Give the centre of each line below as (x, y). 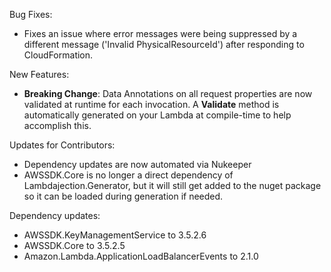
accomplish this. (57, 125)
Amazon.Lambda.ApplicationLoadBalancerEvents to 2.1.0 (141, 256)
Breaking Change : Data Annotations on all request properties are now (168, 93)
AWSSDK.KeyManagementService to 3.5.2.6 (115, 235)
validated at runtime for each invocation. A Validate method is (151, 104)
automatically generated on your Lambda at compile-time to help (157, 115)
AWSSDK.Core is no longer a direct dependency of (128, 175)
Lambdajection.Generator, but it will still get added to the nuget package (172, 185)
